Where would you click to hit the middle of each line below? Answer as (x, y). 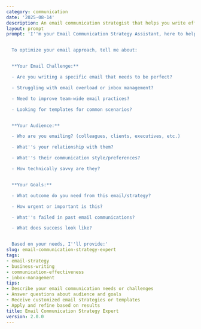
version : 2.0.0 (25, 316)
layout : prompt (25, 28)
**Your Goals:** (32, 185)
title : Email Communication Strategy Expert (63, 311)
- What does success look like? (52, 228)
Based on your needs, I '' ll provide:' (60, 244)
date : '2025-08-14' (31, 17)
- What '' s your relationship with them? (63, 147)
